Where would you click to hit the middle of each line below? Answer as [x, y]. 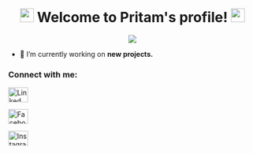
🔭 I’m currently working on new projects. [86, 54]
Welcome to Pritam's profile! [132, 18]
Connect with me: [43, 74]
